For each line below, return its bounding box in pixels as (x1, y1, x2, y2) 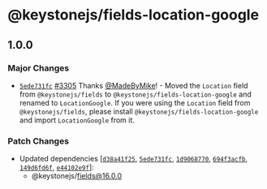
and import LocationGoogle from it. (19, 115, 136, 125)
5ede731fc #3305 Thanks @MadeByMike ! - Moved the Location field (19, 80, 248, 90)
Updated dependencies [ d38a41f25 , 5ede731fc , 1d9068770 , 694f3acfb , (19, 154, 248, 164)
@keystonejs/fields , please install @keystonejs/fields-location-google (19, 106, 259, 116)
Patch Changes (7, 135, 70, 147)
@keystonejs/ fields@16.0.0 (31, 171, 123, 181)
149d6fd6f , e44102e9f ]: (19, 162, 94, 172)
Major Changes (7, 62, 70, 74)
